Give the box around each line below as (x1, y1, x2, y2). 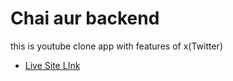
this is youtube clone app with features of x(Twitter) (10, 40, 223, 52)
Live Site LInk (24, 59, 81, 71)
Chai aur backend (10, 7, 160, 30)
